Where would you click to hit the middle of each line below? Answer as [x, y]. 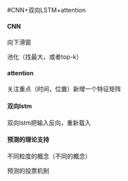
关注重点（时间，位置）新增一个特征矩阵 [64, 89]
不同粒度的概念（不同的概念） [49, 156]
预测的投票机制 [28, 171]
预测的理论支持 [28, 140]
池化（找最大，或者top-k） [45, 57]
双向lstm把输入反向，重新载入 [49, 123]
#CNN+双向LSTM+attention [47, 10]
